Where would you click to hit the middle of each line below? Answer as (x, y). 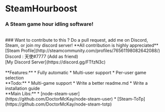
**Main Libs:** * (22, 94)
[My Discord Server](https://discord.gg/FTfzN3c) (55, 62)
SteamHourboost (41, 9)
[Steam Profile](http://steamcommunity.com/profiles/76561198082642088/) (82, 51)
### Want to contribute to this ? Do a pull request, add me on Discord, (77, 40)
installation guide (23, 88)
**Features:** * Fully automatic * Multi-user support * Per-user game (76, 73)
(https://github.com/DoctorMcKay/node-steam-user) (59, 99)
